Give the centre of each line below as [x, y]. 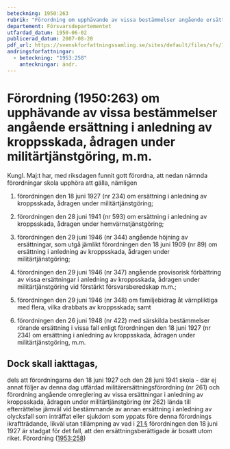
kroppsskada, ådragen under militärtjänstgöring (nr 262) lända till [99, 402]
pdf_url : [20, 45]
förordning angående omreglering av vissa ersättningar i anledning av [105, 395]
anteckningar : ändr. [49, 64]
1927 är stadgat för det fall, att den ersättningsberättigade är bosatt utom [110, 431]
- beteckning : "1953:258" [50, 58]
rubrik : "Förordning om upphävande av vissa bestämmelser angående [105, 20]
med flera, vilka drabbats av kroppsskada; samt [84, 307]
